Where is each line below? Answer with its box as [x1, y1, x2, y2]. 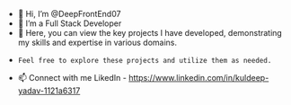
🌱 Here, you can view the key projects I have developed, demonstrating [17, 28, 283, 38]
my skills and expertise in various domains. [17, 37, 178, 48]
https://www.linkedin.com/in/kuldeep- [128, 73, 269, 83]
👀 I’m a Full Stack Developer [17, 18, 122, 29]
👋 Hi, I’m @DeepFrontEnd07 [17, 9, 121, 19]
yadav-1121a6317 [17, 85, 81, 96]
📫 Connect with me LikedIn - [17, 73, 128, 83]
